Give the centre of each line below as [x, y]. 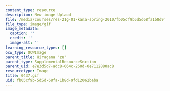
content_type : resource [30, 10]
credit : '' [21, 38]
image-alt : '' [25, 43]
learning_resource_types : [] [36, 48]
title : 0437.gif [22, 76]
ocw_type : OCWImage [26, 52]
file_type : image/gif [28, 24]
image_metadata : [22, 29]
